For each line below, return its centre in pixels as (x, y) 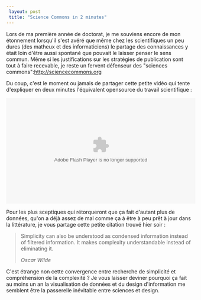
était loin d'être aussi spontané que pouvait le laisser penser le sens (89, 53)
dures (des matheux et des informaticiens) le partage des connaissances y (97, 46)
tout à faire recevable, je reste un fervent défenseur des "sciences (87, 65)
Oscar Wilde (36, 260)
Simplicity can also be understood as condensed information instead (104, 236)
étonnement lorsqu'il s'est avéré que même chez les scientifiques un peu (95, 40)
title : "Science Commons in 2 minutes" (58, 17)
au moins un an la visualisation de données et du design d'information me (96, 284)
